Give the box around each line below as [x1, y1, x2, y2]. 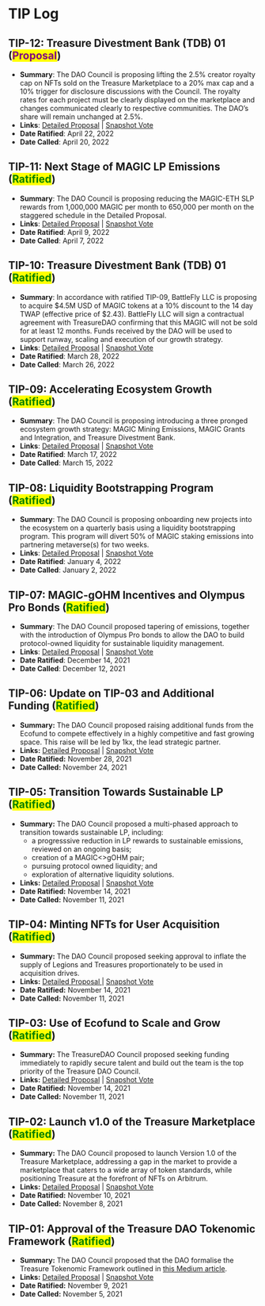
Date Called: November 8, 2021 [19, 1199, 123, 1208]
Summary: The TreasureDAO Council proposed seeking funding [19, 1050, 229, 1059]
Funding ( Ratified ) [8, 699, 100, 713]
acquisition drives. [19, 968, 80, 978]
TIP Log [8, 5, 59, 23]
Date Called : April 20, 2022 [19, 137, 109, 147]
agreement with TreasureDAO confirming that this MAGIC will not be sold [19, 317, 258, 327]
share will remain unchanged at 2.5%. [19, 112, 144, 121]
